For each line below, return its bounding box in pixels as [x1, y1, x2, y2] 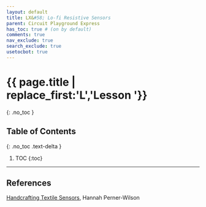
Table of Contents [6, 126, 77, 137]
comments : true [6, 32, 45, 38]
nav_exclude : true [6, 37, 53, 43]
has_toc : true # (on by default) [6, 26, 92, 32]
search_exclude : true [6, 43, 62, 50]
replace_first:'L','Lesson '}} [6, 88, 148, 102]
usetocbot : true [6, 49, 48, 55]
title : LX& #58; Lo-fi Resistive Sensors [6, 15, 112, 21]
